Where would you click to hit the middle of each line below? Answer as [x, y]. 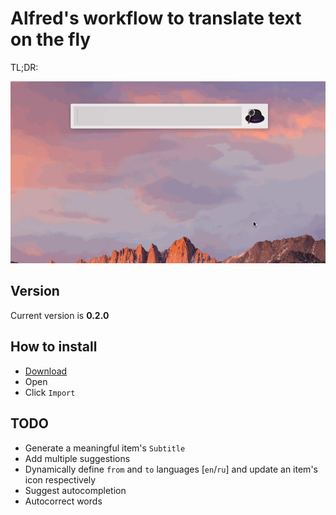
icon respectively [60, 479]
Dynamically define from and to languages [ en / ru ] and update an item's [171, 469]
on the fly [51, 39]
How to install [54, 347]
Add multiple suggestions [77, 458]
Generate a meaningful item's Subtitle [105, 448]
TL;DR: [24, 67]
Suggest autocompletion [75, 490]
